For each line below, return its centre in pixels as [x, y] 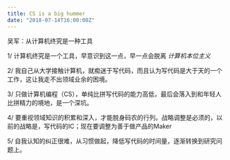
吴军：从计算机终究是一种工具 [50, 41]
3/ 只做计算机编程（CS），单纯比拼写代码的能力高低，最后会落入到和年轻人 [114, 94]
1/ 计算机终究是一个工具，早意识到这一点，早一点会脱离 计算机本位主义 [109, 56]
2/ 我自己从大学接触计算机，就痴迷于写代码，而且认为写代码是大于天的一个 [115, 70]
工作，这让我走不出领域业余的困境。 [59, 79]
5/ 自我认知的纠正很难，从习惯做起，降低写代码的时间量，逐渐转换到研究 [112, 141]
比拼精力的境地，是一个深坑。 [50, 102]
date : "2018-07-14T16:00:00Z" [51, 20]
